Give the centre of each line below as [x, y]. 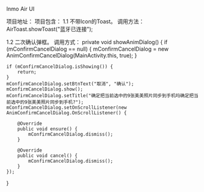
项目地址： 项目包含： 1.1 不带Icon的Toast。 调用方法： [75, 21]
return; [27, 72]
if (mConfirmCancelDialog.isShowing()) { [60, 67]
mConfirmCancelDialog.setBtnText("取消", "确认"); [70, 84]
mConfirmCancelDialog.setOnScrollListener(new [67, 108]
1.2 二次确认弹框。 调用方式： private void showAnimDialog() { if [87, 42]
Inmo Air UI [20, 9]
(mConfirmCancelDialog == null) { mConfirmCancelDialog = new [88, 49]
